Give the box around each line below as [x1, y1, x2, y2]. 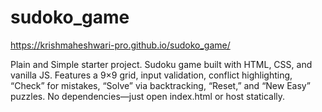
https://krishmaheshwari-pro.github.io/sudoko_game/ [10, 39, 231, 51]
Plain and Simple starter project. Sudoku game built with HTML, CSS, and [10, 58, 313, 70]
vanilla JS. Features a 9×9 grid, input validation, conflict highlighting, [10, 69, 293, 81]
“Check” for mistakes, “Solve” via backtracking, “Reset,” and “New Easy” [10, 79, 311, 91]
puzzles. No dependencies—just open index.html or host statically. [10, 90, 286, 102]
